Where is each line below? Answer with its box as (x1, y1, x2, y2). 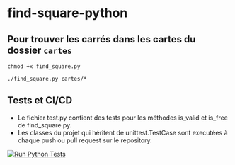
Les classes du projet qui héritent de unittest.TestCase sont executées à (17, 128, 228, 137)
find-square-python (7, 5, 128, 21)
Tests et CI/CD (7, 94, 73, 107)
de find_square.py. (17, 120, 72, 129)
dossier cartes (7, 44, 72, 56)
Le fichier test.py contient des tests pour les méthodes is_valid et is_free (17, 113, 229, 122)
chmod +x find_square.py (7, 63, 81, 70)
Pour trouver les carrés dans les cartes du (7, 33, 196, 45)
